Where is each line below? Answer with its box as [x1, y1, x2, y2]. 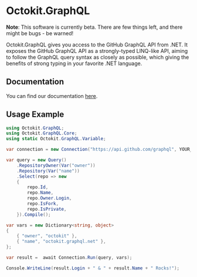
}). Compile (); [16, 211, 51, 218]
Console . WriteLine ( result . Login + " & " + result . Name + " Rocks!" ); [6, 265, 180, 271]
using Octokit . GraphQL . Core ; [6, 130, 77, 136]
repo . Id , [27, 184, 49, 190]
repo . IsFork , [27, 201, 59, 207]
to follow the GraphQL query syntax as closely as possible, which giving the [6, 53, 189, 60]
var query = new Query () [6, 157, 67, 163]
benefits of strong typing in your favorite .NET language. [6, 60, 142, 67]
